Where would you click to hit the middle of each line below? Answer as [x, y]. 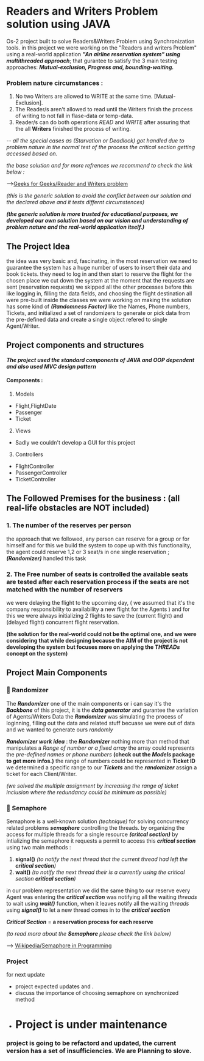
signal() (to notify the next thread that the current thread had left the [101, 859]
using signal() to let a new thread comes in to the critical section [88, 910]
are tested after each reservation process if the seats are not [98, 582]
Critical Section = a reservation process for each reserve [80, 922]
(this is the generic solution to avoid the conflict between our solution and [99, 196]
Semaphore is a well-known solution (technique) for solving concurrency [98, 821]
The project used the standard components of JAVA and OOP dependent [100, 360]
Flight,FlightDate [36, 406]
